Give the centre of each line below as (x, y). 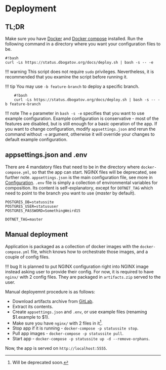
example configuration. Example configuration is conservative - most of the (82, 118)
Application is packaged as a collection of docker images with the (72, 246)
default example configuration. (36, 139)
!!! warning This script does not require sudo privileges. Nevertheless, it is (80, 72)
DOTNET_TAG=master (24, 219)
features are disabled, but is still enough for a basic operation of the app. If (81, 124)
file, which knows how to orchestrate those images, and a (89, 252)
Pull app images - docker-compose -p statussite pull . (68, 333)
